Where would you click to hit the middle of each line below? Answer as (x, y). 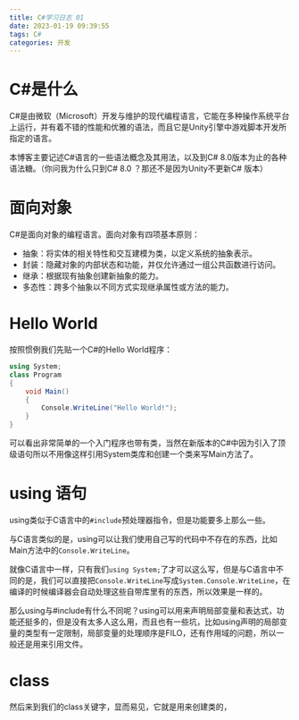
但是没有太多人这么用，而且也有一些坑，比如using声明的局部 (167, 622)
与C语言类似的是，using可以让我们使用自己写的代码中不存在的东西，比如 (144, 539)
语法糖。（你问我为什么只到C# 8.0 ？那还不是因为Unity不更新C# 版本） (138, 169)
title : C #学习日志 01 (47, 17)
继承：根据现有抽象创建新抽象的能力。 (92, 276)
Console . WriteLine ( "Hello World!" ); (109, 408)
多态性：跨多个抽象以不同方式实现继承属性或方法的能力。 (128, 287)
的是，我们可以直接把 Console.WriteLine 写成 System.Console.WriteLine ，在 (154, 580)
